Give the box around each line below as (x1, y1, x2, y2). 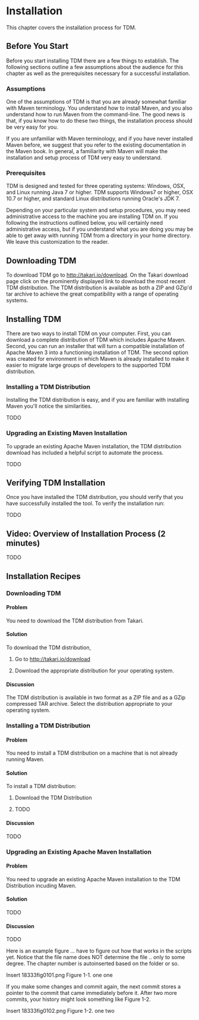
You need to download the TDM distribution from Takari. (6, 617, 144, 624)
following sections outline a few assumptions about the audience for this (6, 63, 184, 70)
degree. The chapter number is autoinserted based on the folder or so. (6, 960, 179, 967)
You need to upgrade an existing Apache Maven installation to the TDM (6, 875, 181, 883)
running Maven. (6, 756, 45, 763)
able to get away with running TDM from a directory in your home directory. (6, 232, 191, 239)
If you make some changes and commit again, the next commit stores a (6, 983, 181, 990)
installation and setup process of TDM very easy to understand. (6, 154, 162, 162)
